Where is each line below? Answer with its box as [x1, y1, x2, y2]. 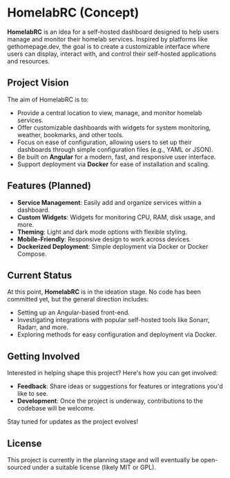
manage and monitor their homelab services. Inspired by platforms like [7, 34, 209, 43]
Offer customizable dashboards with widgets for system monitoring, [17, 123, 211, 132]
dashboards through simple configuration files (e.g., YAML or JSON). [17, 145, 213, 153]
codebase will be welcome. [17, 404, 95, 412]
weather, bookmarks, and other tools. [17, 130, 124, 139]
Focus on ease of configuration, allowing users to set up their [17, 138, 192, 146]
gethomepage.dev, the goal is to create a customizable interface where [7, 42, 211, 50]
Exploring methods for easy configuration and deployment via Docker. [17, 330, 217, 339]
